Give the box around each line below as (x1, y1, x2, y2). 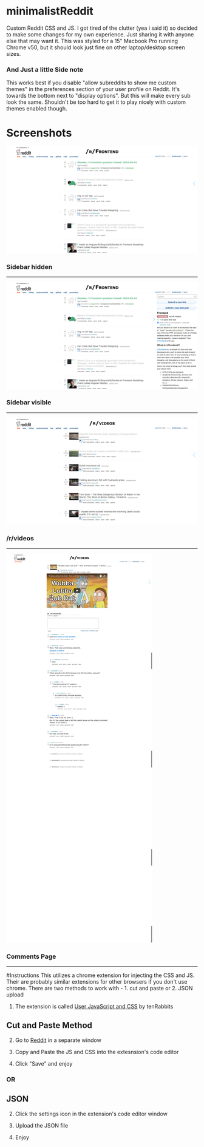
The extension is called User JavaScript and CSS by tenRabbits (15, 1003, 174, 1010)
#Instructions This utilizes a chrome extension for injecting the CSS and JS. (6, 972, 195, 979)
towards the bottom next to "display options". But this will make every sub (6, 92, 191, 100)
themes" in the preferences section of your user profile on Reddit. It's (6, 86, 180, 93)
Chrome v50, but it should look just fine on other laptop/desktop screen (6, 44, 185, 51)
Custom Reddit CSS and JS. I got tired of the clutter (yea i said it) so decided (6, 24, 198, 32)
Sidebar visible (6, 398, 52, 407)
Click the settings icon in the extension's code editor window (15, 1110, 168, 1117)
